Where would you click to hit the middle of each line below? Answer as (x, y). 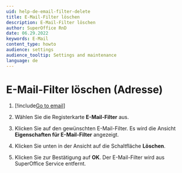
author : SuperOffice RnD (36, 28)
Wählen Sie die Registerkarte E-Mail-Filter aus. (72, 117)
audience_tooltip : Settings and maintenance (61, 55)
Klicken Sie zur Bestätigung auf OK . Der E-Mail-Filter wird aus (90, 157)
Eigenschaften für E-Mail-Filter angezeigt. (67, 135)
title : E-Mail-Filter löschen (43, 17)
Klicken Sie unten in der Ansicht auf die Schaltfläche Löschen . (90, 146)
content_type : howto (31, 45)
